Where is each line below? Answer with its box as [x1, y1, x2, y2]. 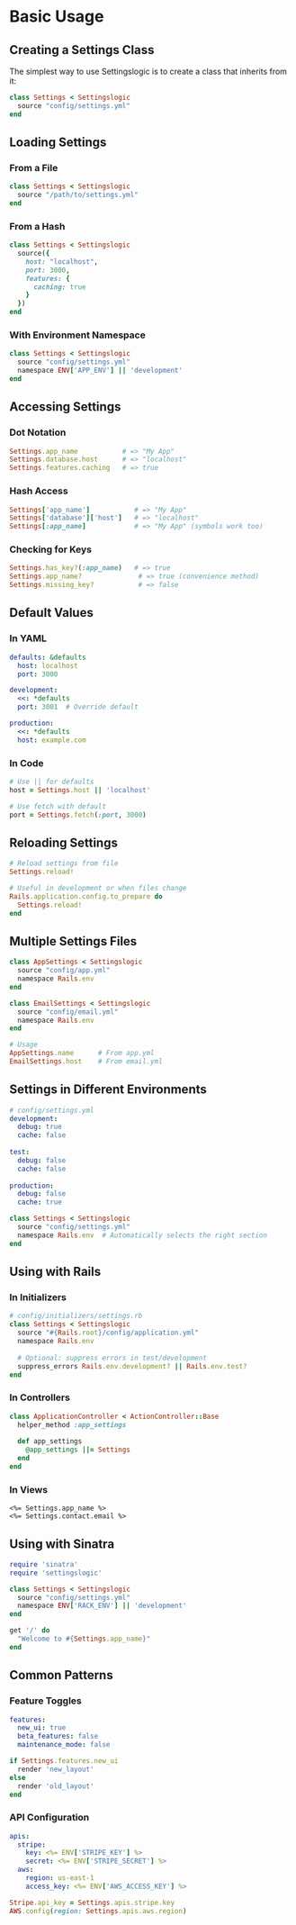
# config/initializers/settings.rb [9, 1312, 143, 1321]
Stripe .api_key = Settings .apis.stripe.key [9, 1898, 175, 1907]
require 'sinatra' [9, 1559, 78, 1568]
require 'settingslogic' [9, 1568, 103, 1577]
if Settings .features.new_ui [9, 1757, 119, 1766]
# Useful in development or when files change [9, 883, 187, 892]
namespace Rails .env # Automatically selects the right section [17, 1231, 268, 1240]
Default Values [9, 605, 94, 620]
